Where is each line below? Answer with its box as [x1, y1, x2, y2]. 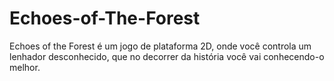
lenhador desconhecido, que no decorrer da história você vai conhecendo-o [9, 50, 325, 62]
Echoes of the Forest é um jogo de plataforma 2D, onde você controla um [9, 40, 312, 52]
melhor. [9, 61, 41, 73]
